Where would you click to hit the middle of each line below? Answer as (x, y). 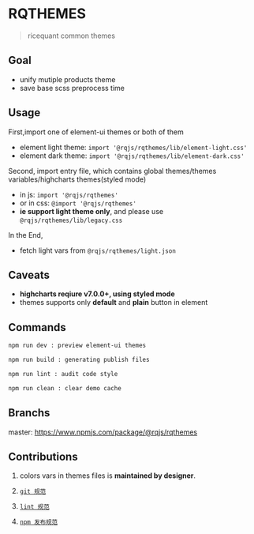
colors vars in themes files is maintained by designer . (107, 476)
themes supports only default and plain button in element (114, 303)
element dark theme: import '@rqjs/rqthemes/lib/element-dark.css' (132, 156)
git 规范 (33, 492)
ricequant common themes (71, 36)
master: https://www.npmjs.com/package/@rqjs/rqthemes (103, 432)
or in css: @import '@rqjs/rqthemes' (78, 203)
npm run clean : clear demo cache (65, 388)
